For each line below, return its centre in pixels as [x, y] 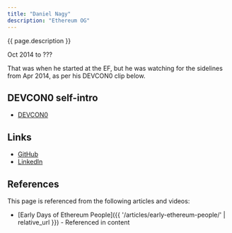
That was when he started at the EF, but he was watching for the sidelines [115, 68]
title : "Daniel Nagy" [39, 14]
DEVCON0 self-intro [53, 97]
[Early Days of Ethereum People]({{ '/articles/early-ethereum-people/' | [121, 215]
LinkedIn [30, 162]
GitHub [28, 154]
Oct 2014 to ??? [30, 55]
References [33, 184]
